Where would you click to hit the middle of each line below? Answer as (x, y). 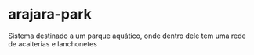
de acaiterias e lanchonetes (53, 43)
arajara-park (50, 14)
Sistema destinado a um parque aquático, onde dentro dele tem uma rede (127, 36)
